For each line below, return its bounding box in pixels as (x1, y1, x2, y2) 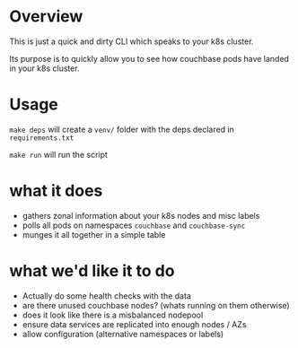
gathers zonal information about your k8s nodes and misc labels (22, 210, 260, 221)
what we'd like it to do (9, 261, 175, 281)
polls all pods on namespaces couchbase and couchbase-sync (22, 220, 246, 231)
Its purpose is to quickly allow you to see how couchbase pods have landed (9, 53, 290, 64)
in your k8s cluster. (9, 63, 80, 74)
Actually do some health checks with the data (22, 290, 191, 301)
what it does (9, 181, 103, 201)
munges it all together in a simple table (22, 229, 166, 239)
